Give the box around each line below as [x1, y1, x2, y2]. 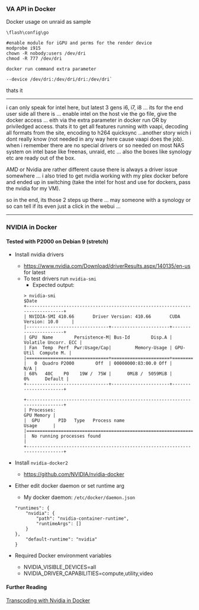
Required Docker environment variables [14, 552, 112, 560]
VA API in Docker [6, 5, 56, 13]
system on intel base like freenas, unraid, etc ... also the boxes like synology [6, 148, 192, 156]
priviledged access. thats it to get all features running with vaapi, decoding [6, 123, 188, 130]
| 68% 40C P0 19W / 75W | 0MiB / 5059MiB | [23, 371, 173, 377]
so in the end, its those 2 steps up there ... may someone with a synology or [6, 197, 191, 204]
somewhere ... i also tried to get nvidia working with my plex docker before [6, 172, 188, 179]
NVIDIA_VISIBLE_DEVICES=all [23, 564, 97, 571]
